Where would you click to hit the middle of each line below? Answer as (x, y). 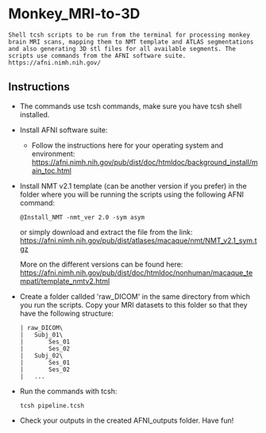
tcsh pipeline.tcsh (52, 405)
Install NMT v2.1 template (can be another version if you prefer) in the (133, 186)
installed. (35, 114)
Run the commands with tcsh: (68, 391)
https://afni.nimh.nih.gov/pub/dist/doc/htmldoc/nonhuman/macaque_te (136, 272)
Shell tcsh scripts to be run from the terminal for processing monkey (129, 35)
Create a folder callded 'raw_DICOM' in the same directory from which (135, 296)
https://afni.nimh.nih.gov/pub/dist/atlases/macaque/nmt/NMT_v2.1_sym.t (138, 240)
